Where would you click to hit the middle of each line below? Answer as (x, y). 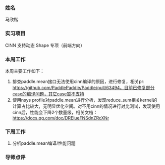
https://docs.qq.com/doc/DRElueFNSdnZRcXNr (61, 118)
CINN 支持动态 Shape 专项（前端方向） (45, 45)
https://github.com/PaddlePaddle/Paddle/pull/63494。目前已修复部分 (83, 87)
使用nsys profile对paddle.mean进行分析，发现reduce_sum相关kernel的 (85, 100)
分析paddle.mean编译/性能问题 (44, 143)
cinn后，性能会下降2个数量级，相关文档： (55, 112)
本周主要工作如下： (25, 71)
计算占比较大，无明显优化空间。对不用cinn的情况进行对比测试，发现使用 (86, 106)
